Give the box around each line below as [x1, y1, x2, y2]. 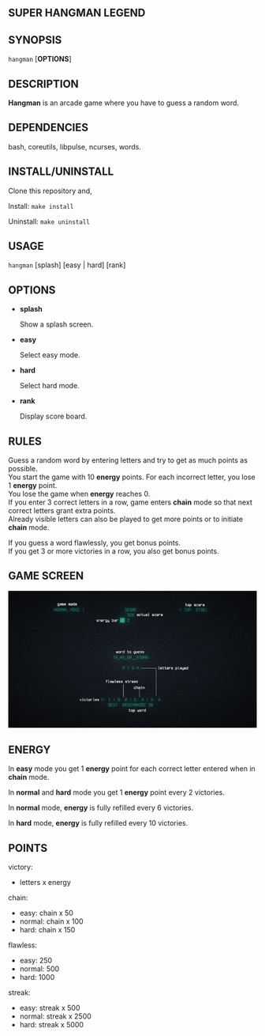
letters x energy [19, 878, 71, 887]
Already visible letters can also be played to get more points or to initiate [8, 514, 243, 524]
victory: [8, 862, 33, 872]
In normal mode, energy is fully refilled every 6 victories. [8, 803, 194, 813]
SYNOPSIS [8, 33, 62, 47]
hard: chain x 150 [19, 925, 76, 935]
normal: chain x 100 [19, 917, 84, 926]
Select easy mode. [19, 350, 80, 360]
